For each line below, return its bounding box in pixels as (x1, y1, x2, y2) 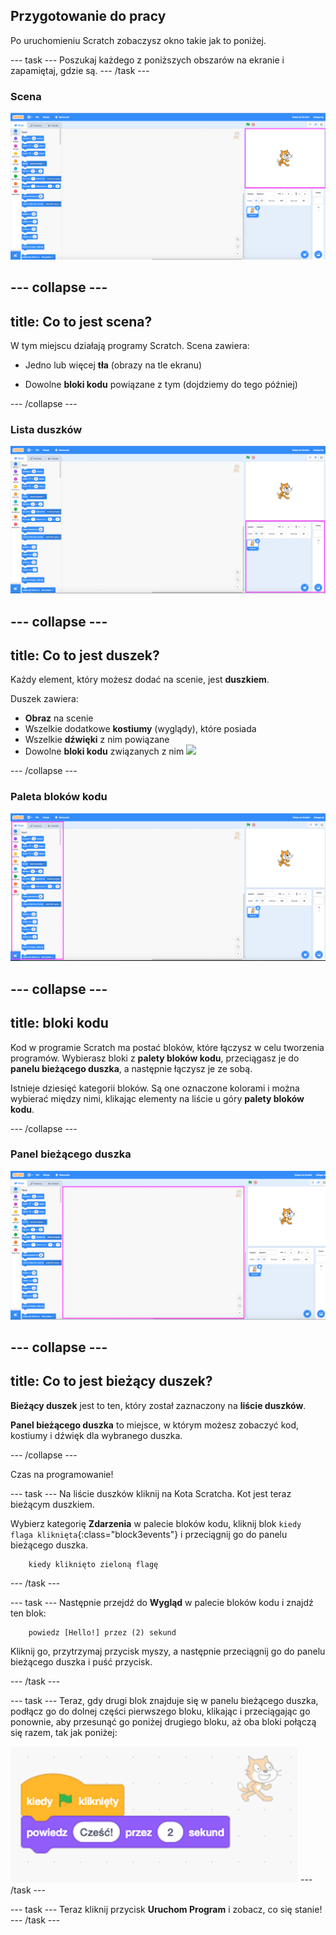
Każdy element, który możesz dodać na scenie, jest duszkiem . (10, 674, 270, 686)
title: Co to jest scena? (10, 313, 153, 330)
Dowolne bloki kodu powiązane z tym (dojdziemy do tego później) (24, 379, 298, 391)
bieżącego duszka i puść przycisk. (10, 1655, 153, 1668)
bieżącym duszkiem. (10, 1498, 95, 1510)
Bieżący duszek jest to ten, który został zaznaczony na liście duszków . (10, 1399, 307, 1411)
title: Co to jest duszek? (10, 647, 160, 664)
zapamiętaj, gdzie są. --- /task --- (10, 64, 150, 76)
